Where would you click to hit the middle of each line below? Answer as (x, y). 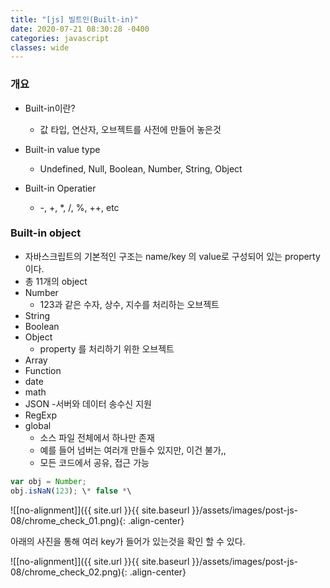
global (38, 425)
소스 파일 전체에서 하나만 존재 (97, 437)
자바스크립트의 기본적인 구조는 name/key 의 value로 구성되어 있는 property (172, 256)
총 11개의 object (56, 281)
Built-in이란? (50, 108)
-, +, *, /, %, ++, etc (79, 207)
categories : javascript (60, 38)
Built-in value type (62, 149)
